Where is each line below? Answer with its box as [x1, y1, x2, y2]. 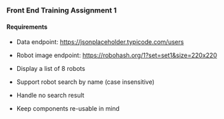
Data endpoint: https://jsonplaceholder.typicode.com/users [16, 38, 184, 46]
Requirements [6, 23, 48, 31]
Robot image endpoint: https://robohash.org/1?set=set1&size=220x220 [16, 51, 217, 60]
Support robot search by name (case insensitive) [16, 78, 155, 86]
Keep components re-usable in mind [16, 105, 120, 113]
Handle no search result [16, 91, 85, 100]
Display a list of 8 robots [16, 65, 85, 73]
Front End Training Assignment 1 [6, 6, 117, 15]
